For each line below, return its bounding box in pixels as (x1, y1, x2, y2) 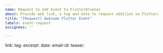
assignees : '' (5, 25, 34, 30)
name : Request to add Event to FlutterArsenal (5, 7, 101, 12)
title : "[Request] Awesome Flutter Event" (5, 16, 92, 21)
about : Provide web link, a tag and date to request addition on (5, 12, 140, 16)
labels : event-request (5, 20, 51, 26)
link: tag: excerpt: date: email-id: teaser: (5, 42, 85, 48)
